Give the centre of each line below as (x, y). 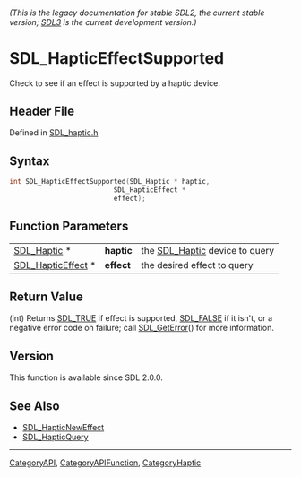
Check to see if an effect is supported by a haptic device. (115, 83)
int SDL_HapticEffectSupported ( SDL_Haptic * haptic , (110, 182)
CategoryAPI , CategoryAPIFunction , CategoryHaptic (105, 463)
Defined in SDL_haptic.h (54, 133)
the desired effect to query (197, 265)
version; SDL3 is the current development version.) (103, 22)
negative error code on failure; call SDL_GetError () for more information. (142, 328)
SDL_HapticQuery (55, 437)
